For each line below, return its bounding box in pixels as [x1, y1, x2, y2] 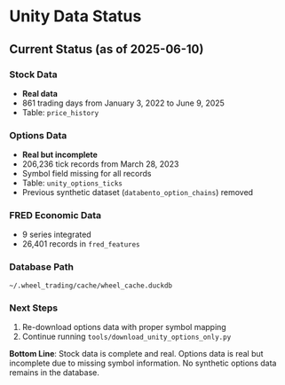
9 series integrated [21, 229, 91, 240]
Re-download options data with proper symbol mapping [21, 322, 226, 333]
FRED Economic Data [9, 209, 102, 222]
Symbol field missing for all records [21, 169, 153, 179]
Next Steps [9, 302, 59, 314]
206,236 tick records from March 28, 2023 [21, 159, 179, 169]
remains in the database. [9, 367, 99, 378]
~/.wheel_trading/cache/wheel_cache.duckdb [9, 281, 173, 290]
